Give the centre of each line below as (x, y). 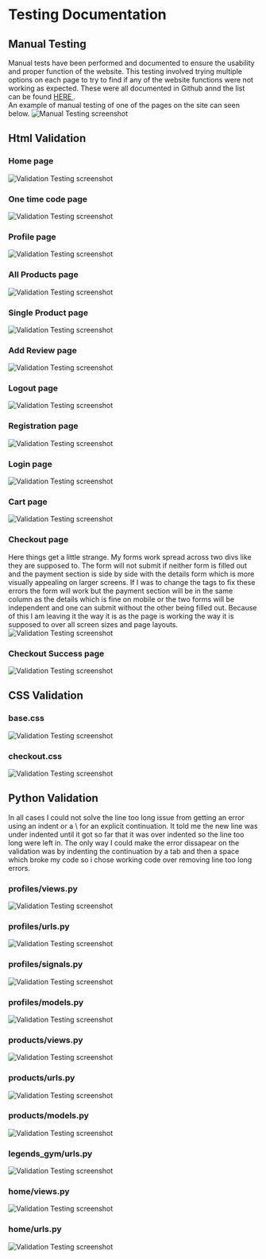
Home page (31, 161)
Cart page (28, 502)
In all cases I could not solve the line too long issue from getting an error (126, 817)
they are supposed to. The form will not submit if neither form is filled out (128, 565)
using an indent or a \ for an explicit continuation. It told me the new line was (133, 826)
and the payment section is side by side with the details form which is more (131, 574)
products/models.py (49, 1115)
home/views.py (39, 1192)
